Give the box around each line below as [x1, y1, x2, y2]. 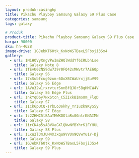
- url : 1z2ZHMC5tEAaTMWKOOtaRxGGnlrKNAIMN [9, 113, 99, 118]
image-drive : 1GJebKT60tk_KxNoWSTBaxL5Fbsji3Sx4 [5, 48, 108, 54]
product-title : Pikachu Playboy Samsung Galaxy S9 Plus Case [5, 35, 135, 40]
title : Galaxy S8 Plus [14, 127, 61, 132]
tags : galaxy [5, 21, 32, 26]
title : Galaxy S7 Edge [14, 109, 61, 114]
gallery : [5, 53, 23, 58]
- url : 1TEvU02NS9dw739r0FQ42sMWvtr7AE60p [9, 67, 99, 72]
